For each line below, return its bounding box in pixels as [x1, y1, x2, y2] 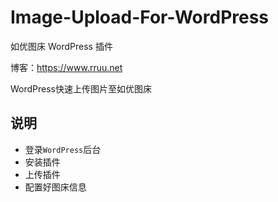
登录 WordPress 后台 [24, 143, 102, 155]
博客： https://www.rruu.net [10, 61, 123, 73]
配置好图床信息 [24, 181, 87, 193]
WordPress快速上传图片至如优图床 [10, 82, 153, 95]
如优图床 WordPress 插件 [10, 40, 113, 52]
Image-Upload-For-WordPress [10, 6, 270, 29]
